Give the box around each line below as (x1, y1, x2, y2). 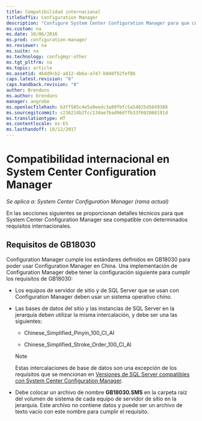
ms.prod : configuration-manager (6, 37, 87, 43)
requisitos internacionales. (6, 222, 72, 229)
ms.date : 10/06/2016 (6, 31, 58, 37)
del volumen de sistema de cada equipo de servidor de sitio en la (14, 395, 177, 402)
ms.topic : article (6, 64, 52, 71)
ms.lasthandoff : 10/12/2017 (6, 126, 77, 133)
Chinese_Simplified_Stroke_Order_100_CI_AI (23, 341, 132, 348)
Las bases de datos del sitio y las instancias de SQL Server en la (14, 305, 174, 312)
